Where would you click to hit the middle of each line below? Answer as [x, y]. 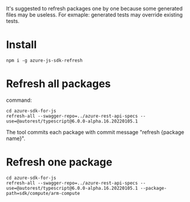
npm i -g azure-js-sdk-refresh [44, 60]
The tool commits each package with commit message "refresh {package [95, 132]
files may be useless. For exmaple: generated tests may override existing [94, 15]
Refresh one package [59, 162]
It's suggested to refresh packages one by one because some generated [94, 9]
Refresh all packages [59, 84]
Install [21, 45]
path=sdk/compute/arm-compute [43, 193]
